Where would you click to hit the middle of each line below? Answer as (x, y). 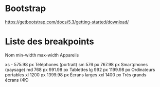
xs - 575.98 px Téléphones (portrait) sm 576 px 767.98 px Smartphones (77, 64)
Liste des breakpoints (50, 42)
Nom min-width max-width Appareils (42, 55)
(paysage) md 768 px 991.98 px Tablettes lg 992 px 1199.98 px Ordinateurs (80, 70)
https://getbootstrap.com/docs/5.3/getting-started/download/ (67, 22)
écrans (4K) (17, 80)
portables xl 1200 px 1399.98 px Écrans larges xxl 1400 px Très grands (76, 75)
